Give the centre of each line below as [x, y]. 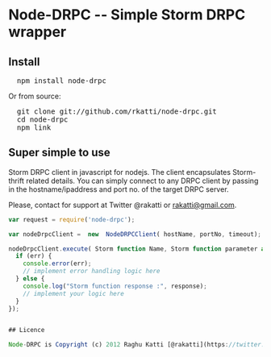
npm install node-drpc [61, 81]
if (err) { [34, 256]
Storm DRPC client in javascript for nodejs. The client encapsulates [120, 172]
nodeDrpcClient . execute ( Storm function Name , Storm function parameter [133, 249]
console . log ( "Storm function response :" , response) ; [115, 286]
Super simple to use [59, 153]
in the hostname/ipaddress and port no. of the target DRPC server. [119, 189]
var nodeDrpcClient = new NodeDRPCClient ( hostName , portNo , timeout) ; [135, 234]
